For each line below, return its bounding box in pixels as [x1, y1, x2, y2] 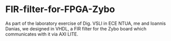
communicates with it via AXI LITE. [5, 31, 78, 37]
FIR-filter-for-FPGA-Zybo [5, 4, 115, 15]
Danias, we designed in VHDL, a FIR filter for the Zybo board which [5, 25, 147, 31]
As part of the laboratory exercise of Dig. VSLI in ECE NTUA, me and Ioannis [5, 20, 166, 26]
